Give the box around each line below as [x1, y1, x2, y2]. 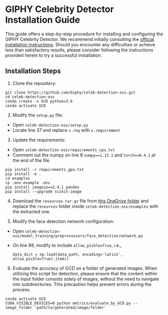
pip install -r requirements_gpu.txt [5, 167, 84, 172]
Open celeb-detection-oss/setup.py [12, 122, 88, 128]
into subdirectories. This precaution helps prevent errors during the [12, 281, 152, 287]
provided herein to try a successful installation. [5, 52, 102, 58]
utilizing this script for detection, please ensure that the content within [12, 270, 157, 276]
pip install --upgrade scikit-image [5, 189, 82, 194]
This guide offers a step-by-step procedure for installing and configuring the [5, 31, 163, 37]
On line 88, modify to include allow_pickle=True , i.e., [12, 242, 122, 248]
